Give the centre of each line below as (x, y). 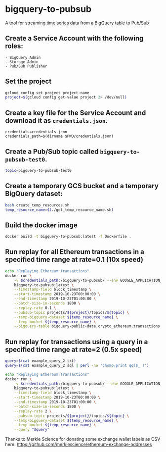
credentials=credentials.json (36, 132)
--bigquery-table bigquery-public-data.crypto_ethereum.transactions (87, 326)
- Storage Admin (22, 62)
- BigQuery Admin (23, 57)
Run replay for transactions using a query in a (77, 342)
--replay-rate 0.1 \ (35, 308)
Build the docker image (41, 225)
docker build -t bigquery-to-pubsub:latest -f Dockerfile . (68, 237)
